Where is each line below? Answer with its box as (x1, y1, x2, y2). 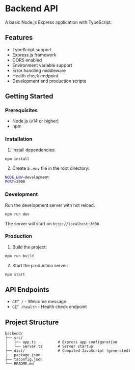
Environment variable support (12, 62, 73, 68)
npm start (5, 272, 26, 277)
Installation (5, 136, 33, 143)
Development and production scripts (12, 78, 86, 84)
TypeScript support (12, 46, 52, 52)
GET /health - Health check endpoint (12, 304, 87, 310)
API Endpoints (5, 285, 50, 294)
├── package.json (5, 353, 41, 358)
